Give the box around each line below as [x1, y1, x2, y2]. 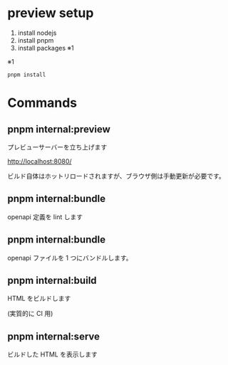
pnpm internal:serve [7, 330, 100, 342]
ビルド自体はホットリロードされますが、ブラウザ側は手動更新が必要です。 [7, 171, 226, 180]
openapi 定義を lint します [7, 212, 83, 221]
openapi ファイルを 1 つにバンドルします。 [7, 253, 133, 262]
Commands [7, 95, 78, 111]
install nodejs [17, 28, 57, 37]
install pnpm [17, 36, 54, 44]
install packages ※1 [17, 43, 74, 52]
